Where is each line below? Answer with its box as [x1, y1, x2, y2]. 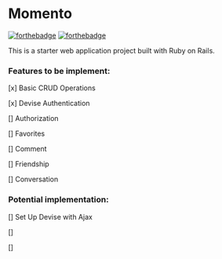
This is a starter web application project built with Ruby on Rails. [8, 46, 216, 55]
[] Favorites [8, 129, 45, 138]
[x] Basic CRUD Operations [8, 83, 96, 93]
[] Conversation [8, 174, 59, 184]
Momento [8, 5, 73, 23]
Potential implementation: [8, 194, 109, 205]
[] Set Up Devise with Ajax [8, 212, 93, 221]
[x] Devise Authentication [8, 99, 90, 108]
